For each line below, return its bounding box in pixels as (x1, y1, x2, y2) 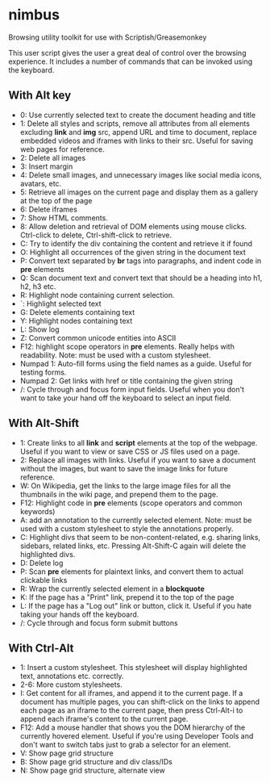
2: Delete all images (19, 153, 86, 162)
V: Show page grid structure (19, 748, 114, 758)
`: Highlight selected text (19, 299, 102, 308)
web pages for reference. (19, 144, 105, 154)
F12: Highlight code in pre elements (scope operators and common (19, 498, 243, 508)
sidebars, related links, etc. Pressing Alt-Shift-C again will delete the (19, 541, 247, 551)
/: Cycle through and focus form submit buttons (19, 618, 179, 627)
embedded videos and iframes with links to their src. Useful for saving (19, 136, 254, 145)
